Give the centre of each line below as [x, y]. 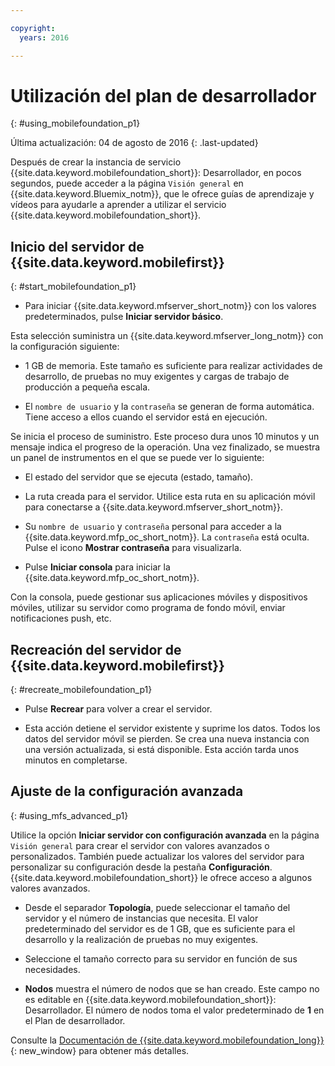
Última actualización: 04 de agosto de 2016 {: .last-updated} [134, 143]
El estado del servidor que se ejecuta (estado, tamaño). [139, 477]
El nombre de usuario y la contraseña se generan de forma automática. [169, 407]
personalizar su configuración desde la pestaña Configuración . [141, 867]
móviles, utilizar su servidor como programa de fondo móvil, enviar [148, 608]
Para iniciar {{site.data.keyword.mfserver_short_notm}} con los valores [170, 306]
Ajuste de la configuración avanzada [127, 791]
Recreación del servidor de [96, 649]
